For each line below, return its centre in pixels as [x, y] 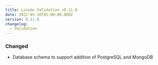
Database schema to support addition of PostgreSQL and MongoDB [83, 57]
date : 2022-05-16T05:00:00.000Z [39, 15]
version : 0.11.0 [22, 19]
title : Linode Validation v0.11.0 [42, 10]
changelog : [17, 24]
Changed [17, 46]
